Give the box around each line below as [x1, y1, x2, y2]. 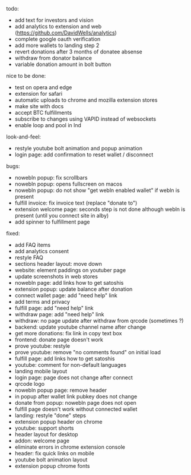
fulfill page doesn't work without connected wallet [14, 405, 138, 413]
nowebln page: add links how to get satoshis [14, 279, 124, 286]
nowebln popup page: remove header [14, 386, 107, 394]
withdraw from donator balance [14, 55, 92, 61]
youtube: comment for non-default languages [14, 361, 126, 368]
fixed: [6, 230, 20, 237]
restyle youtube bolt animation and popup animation [14, 145, 143, 152]
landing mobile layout [14, 368, 68, 375]
